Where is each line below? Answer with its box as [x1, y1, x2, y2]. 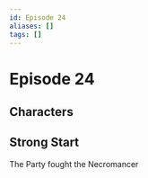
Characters [9, 104, 74, 120]
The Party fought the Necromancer [9, 158, 139, 169]
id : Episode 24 [9, 13, 66, 22]
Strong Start [9, 135, 80, 150]
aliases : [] [9, 22, 54, 31]
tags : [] [9, 30, 42, 39]
